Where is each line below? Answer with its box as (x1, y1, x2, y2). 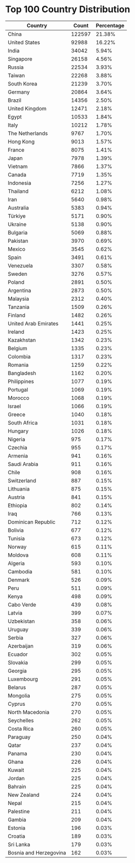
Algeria (8, 560, 25, 567)
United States (8, 39, 41, 46)
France (8, 146, 24, 153)
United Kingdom (8, 105, 47, 112)
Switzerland (8, 477, 37, 484)
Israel (8, 402, 21, 410)
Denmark (8, 576, 30, 583)
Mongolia (8, 692, 30, 699)
